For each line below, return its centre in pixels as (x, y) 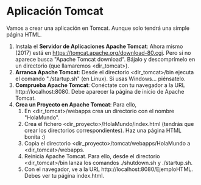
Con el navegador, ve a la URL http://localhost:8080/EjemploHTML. (108, 169)
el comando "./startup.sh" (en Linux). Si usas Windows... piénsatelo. (100, 79)
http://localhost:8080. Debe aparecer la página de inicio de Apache (100, 91)
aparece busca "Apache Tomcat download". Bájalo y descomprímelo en (105, 59)
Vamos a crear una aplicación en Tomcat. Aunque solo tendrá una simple (98, 28)
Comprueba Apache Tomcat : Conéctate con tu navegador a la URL (100, 85)
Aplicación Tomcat (55, 11)
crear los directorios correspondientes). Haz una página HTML (103, 130)
